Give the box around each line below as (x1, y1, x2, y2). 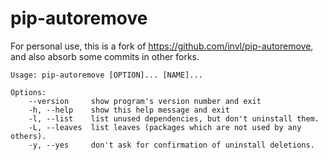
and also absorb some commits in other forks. (10, 50, 200, 62)
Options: (10, 87, 47, 97)
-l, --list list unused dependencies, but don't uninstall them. (28, 113, 320, 124)
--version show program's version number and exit (28, 96, 262, 106)
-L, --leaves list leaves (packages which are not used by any (28, 122, 302, 132)
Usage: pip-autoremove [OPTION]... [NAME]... (10, 70, 203, 80)
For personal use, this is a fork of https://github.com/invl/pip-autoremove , (10, 40, 314, 52)
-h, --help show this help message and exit (28, 105, 230, 115)
